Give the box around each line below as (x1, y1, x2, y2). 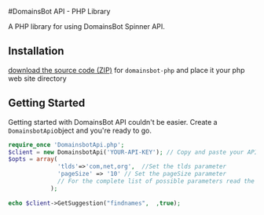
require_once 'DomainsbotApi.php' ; (8, 140, 125, 148)
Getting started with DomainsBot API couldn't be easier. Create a (8, 117, 218, 126)
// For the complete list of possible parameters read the (57, 177, 255, 185)
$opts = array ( (8, 155, 58, 163)
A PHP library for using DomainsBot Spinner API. (8, 22, 165, 31)
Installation (8, 45, 64, 58)
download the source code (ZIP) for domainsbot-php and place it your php (8, 65, 245, 75)
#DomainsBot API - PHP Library (8, 7, 111, 16)
